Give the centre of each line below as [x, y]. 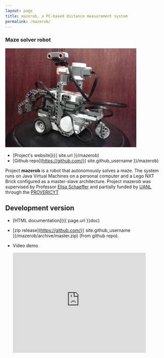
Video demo [25, 245]
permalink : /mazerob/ [28, 21]
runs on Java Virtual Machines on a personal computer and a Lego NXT [80, 176]
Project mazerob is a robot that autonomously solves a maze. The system [82, 170]
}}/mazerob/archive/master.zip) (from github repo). [66, 235]
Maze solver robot [28, 40]
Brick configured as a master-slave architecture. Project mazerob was [78, 181]
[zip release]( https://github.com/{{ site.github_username [71, 230]
